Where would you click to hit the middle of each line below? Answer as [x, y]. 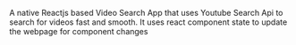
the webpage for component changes [79, 31]
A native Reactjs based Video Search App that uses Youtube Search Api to [146, 13]
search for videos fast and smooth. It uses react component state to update [148, 22]
